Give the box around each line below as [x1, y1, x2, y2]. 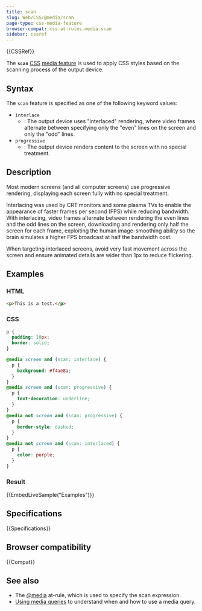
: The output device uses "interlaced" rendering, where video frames [24, 117, 195, 124]
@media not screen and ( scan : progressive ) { [6, 412, 122, 418]
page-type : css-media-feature [6, 20, 83, 26]
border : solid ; [11, 340, 50, 346]
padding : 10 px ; [11, 334, 50, 341]
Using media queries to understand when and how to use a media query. [14, 598, 196, 606]
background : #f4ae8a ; [17, 368, 71, 374]
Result [6, 478, 26, 486]
